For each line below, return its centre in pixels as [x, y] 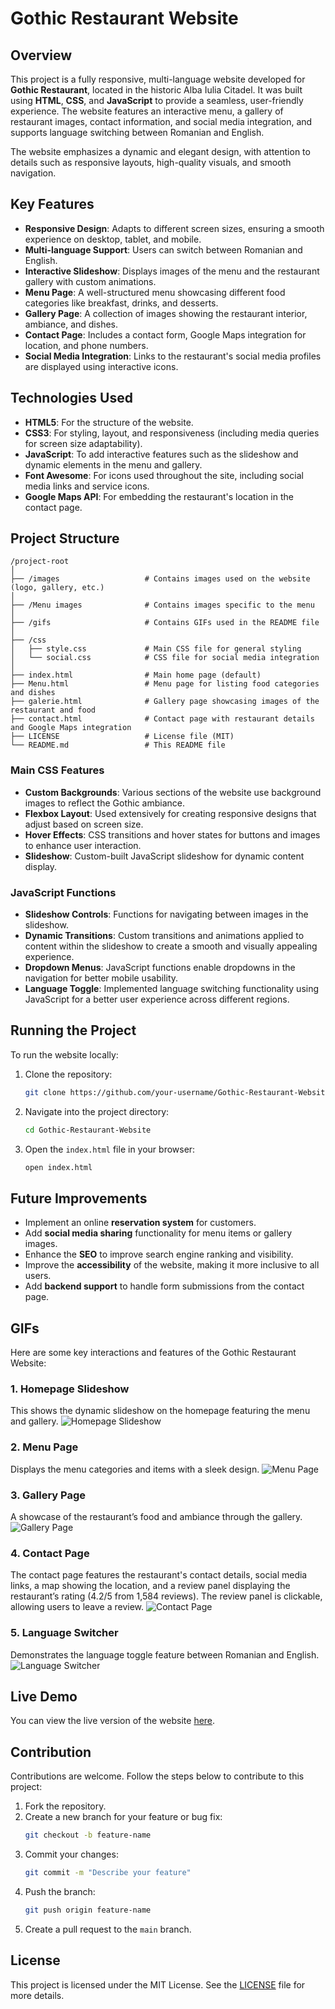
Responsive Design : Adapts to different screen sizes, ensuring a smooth [174, 228]
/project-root [40, 562]
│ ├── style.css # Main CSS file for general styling [156, 649]
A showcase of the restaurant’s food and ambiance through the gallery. [156, 1516]
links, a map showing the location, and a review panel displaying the [150, 1586]
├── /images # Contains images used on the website [160, 579]
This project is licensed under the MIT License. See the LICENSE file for [158, 1984]
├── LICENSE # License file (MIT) [122, 737]
